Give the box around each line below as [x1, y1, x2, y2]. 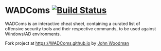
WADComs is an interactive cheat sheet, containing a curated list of [5, 21, 140, 26]
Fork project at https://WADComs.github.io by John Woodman [5, 40, 129, 46]
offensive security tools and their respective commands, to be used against [5, 25, 156, 31]
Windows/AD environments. [5, 31, 61, 37]
